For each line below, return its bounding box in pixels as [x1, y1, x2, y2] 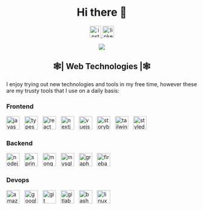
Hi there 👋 [76, 5, 127, 19]
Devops [6, 176, 30, 185]
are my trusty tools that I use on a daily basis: [6, 87, 119, 94]
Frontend [6, 102, 34, 110]
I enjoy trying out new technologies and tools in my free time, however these [6, 80, 198, 87]
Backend [6, 139, 33, 147]
